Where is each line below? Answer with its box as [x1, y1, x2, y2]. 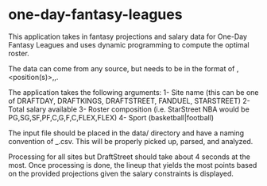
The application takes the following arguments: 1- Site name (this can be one [8, 87, 259, 97]
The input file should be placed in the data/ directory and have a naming [8, 128, 245, 138]
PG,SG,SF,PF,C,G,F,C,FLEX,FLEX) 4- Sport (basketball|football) [8, 112, 215, 122]
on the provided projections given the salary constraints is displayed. [8, 169, 234, 178]
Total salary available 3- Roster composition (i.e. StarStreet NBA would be [8, 104, 250, 114]
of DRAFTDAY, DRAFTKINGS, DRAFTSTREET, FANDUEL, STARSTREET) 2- [8, 96, 250, 105]
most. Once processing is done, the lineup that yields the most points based [8, 160, 257, 169]
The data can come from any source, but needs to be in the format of [8, 63, 235, 73]
